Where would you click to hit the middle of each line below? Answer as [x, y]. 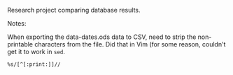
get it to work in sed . [36, 52]
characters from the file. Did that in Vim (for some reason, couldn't [130, 44]
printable [20, 44]
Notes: [17, 23]
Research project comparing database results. [74, 10]
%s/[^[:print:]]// [34, 65]
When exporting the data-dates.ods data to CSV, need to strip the [102, 37]
